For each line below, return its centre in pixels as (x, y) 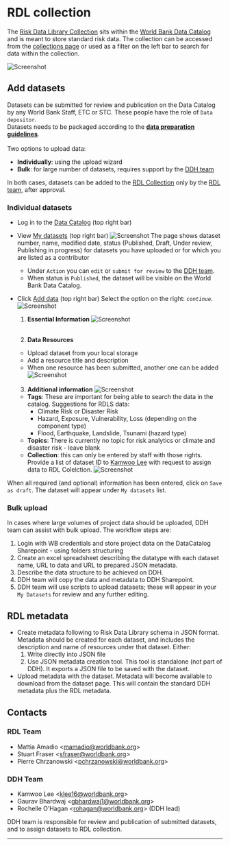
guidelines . (23, 134)
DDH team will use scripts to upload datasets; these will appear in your (117, 587)
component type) (62, 426)
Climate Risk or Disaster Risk (78, 411)
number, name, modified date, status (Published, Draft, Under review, (114, 243)
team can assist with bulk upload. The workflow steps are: (89, 530)
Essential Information (59, 319)
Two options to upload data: (47, 148)
